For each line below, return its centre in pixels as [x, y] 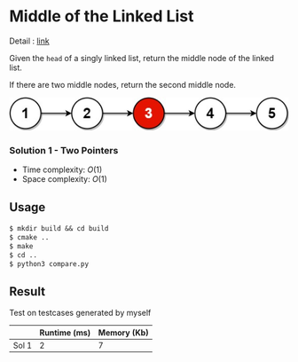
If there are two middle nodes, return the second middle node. [123, 84]
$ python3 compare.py [49, 264]
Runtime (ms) [65, 332]
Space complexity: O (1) [65, 179]
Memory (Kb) [123, 332]
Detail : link [30, 41]
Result [27, 291]
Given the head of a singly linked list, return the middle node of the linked [142, 58]
